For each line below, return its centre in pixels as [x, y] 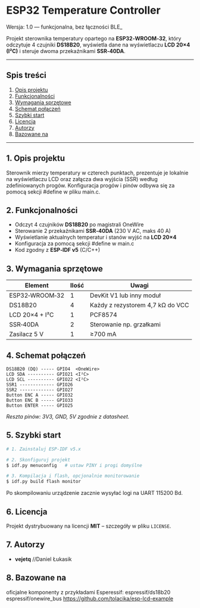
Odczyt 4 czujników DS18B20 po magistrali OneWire [79, 225]
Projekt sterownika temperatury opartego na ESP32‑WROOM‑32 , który [94, 38]
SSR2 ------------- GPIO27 [40, 390]
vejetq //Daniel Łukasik [43, 559]
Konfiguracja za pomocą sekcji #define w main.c [74, 244]
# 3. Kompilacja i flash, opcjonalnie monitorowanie [73, 476]
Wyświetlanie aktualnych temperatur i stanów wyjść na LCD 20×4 [96, 237]
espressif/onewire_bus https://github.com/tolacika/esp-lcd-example [90, 598]
